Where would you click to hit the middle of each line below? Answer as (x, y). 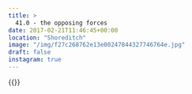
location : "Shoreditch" (47, 38)
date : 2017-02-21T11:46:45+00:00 (63, 30)
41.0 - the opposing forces (62, 23)
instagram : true (35, 60)
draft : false (30, 52)
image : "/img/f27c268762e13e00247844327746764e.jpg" (97, 45)
